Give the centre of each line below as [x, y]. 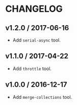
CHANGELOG [34, 9]
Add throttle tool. [32, 68]
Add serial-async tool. [37, 40]
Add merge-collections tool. [42, 97]
